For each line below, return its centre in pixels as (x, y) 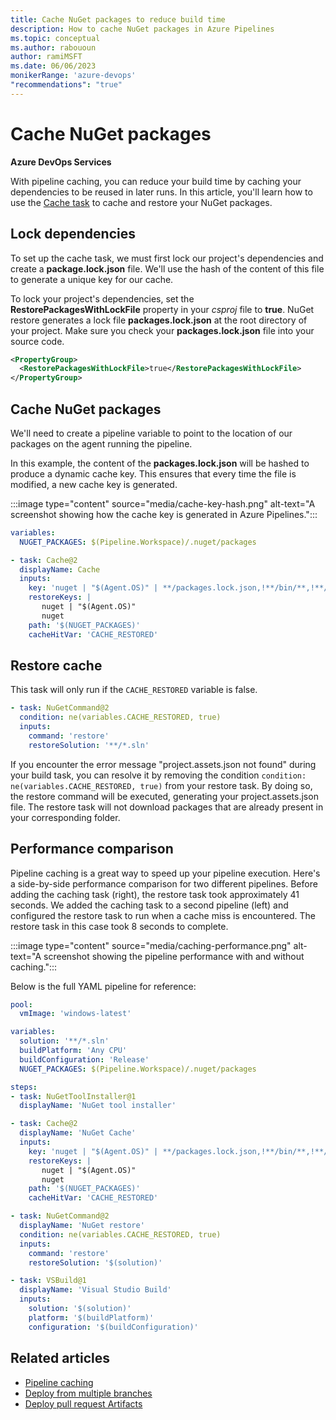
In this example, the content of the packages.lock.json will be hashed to (160, 463)
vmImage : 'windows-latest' (75, 1014)
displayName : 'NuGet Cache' (78, 1133)
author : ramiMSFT (46, 57)
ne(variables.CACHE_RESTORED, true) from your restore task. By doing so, (161, 785)
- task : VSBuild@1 (48, 1281)
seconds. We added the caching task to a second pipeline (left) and (149, 905)
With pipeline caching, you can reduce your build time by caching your (156, 181)
